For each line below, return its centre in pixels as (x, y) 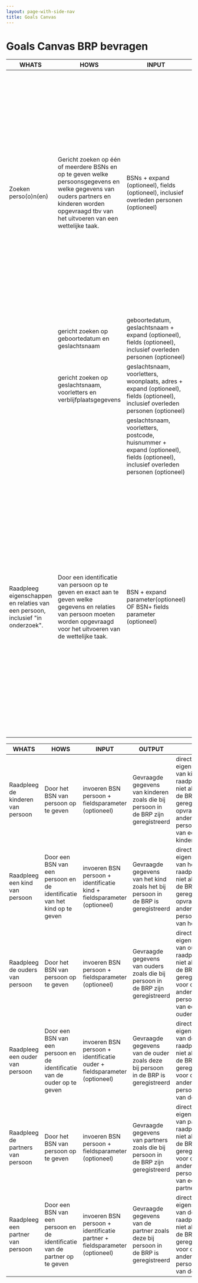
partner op (59, 1256)
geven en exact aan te (88, 592)
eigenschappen (31, 596)
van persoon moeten (87, 614)
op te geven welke (83, 175)
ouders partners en (84, 196)
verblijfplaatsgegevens (89, 400)
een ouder (23, 1057)
